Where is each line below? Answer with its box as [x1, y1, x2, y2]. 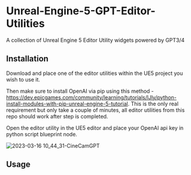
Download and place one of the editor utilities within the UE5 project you [6, 70, 183, 77]
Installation [6, 54, 49, 64]
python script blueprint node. [6, 130, 78, 137]
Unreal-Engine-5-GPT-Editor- [6, 4, 156, 18]
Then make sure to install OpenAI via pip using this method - [6, 87, 154, 95]
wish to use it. [6, 76, 40, 83]
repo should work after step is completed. [6, 112, 109, 120]
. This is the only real [128, 100, 179, 107]
